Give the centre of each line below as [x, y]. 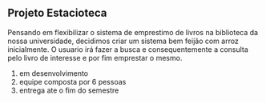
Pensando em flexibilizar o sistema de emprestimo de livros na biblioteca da [133, 32]
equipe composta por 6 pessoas [73, 81]
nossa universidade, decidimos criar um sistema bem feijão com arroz [123, 41]
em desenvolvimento [54, 73]
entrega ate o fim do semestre [69, 90]
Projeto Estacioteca [57, 13]
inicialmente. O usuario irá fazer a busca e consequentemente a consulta [128, 49]
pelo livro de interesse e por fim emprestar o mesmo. [95, 57]
